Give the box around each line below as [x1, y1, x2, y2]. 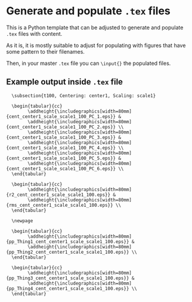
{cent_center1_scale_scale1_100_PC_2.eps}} [6, 124, 116, 130]
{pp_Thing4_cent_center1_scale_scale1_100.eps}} [6, 285, 129, 291]
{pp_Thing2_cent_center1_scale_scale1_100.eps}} [6, 249, 129, 255]
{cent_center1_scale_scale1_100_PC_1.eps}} [6, 113, 116, 120]
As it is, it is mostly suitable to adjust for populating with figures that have [6, 42, 186, 49]
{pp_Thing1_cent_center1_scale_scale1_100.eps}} [6, 238, 129, 245]
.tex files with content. [6, 30, 63, 37]
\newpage [11, 217, 33, 224]
